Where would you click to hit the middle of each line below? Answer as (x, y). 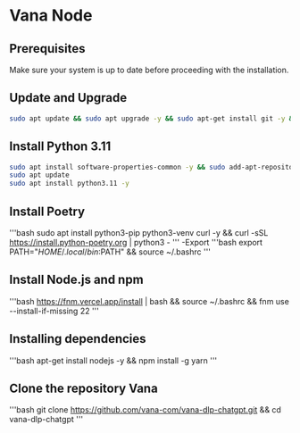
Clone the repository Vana (83, 388)
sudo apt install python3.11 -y (69, 184)
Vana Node (51, 16)
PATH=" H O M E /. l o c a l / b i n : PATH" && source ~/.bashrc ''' (110, 252)
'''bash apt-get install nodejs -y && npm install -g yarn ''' (113, 360)
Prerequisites (47, 49)
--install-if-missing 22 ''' (54, 311)
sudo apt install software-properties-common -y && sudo (117, 167)
